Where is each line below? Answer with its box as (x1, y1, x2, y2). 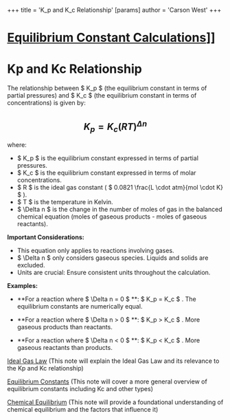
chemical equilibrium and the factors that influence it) (7, 406, 159, 414)
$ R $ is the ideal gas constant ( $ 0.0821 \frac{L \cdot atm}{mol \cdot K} (16, 184, 223, 192)
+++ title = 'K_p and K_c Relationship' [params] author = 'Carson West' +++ (7, 6, 222, 14)
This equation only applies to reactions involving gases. (16, 247, 174, 255)
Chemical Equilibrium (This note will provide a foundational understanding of (7, 398, 224, 406)
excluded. (16, 261, 45, 269)
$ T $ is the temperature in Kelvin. (16, 198, 113, 206)
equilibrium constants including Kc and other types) (7, 385, 153, 393)
